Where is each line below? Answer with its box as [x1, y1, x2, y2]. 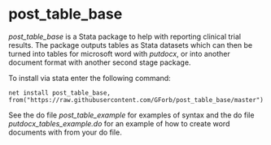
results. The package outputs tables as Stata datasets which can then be [8, 40, 253, 49]
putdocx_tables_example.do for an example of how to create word [8, 118, 230, 128]
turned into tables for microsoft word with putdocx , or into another [8, 49, 230, 58]
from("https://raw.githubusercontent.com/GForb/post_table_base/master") [8, 96, 264, 104]
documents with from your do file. [8, 127, 122, 137]
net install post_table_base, [8, 88, 111, 97]
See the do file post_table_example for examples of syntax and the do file [8, 110, 255, 120]
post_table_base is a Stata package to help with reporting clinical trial [8, 32, 242, 41]
